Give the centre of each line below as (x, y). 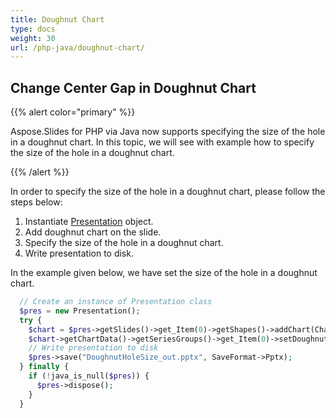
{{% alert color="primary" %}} (73, 112)
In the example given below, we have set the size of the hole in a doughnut (164, 273)
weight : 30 (33, 38)
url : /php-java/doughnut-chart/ (77, 47)
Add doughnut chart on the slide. (93, 232)
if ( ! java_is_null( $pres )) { (89, 376)
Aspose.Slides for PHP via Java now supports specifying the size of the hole (168, 132)
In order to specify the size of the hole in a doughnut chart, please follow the (168, 192)
